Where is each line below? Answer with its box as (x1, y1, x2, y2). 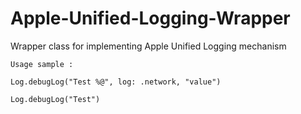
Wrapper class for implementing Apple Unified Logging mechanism (10, 40, 287, 52)
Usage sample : (10, 59, 74, 69)
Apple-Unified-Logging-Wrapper (10, 7, 291, 30)
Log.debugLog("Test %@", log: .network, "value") (10, 77, 222, 87)
